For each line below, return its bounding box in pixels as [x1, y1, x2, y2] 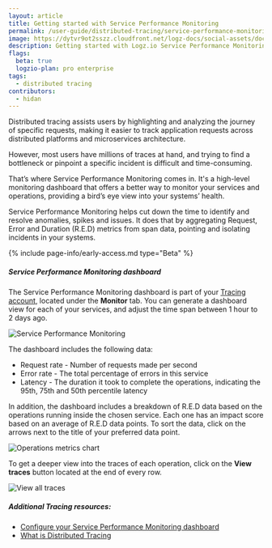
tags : [8, 72, 27, 80]
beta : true [15, 57, 53, 66]
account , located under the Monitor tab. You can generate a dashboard [8, 296, 247, 306]
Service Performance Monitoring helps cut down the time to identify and [8, 207, 249, 217]
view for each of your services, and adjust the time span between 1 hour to [8, 304, 258, 314]
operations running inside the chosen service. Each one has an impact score [8, 410, 264, 420]
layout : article [8, 11, 63, 20]
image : [8, 34, 31, 43]
